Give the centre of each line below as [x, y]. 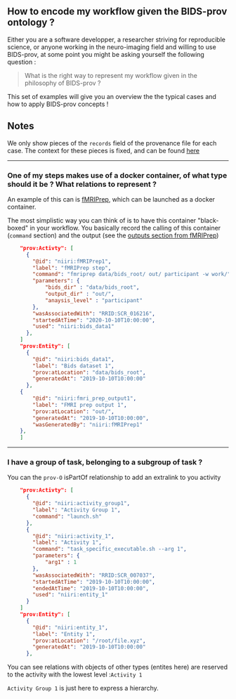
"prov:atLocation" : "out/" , [73, 411]
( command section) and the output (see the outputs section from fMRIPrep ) [113, 235]
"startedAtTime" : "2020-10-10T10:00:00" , [94, 320]
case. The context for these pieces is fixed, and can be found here [104, 150]
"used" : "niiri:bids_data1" [73, 327]
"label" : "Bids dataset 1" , [73, 366]
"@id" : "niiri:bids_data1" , [73, 359]
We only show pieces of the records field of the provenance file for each [112, 143]
